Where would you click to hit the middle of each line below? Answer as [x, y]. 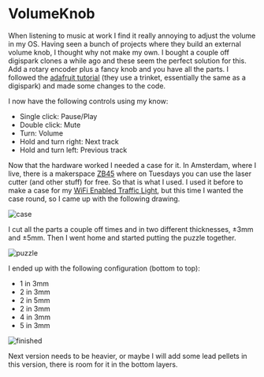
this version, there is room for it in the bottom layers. [93, 364]
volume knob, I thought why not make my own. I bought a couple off [119, 52]
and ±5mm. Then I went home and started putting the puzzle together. [122, 237]
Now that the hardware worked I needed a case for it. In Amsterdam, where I [132, 165]
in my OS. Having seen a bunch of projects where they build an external [125, 43]
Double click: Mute [50, 125]
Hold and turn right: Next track [69, 141]
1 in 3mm [34, 283]
